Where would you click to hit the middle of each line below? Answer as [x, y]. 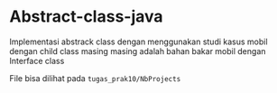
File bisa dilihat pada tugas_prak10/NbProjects [95, 78]
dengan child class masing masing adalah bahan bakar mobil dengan [138, 51]
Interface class [37, 60]
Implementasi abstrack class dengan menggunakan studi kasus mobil [138, 42]
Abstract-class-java [87, 17]
